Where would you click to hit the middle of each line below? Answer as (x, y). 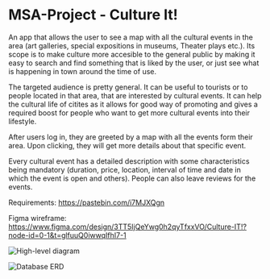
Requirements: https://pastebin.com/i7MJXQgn (87, 202)
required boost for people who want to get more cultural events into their (129, 112)
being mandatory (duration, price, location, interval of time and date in (125, 169)
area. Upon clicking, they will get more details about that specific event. (127, 145)
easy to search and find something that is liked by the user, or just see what (134, 63)
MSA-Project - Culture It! (93, 15)
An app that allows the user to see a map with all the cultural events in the (131, 37)
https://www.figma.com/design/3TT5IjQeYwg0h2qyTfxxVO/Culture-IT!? (128, 227)
